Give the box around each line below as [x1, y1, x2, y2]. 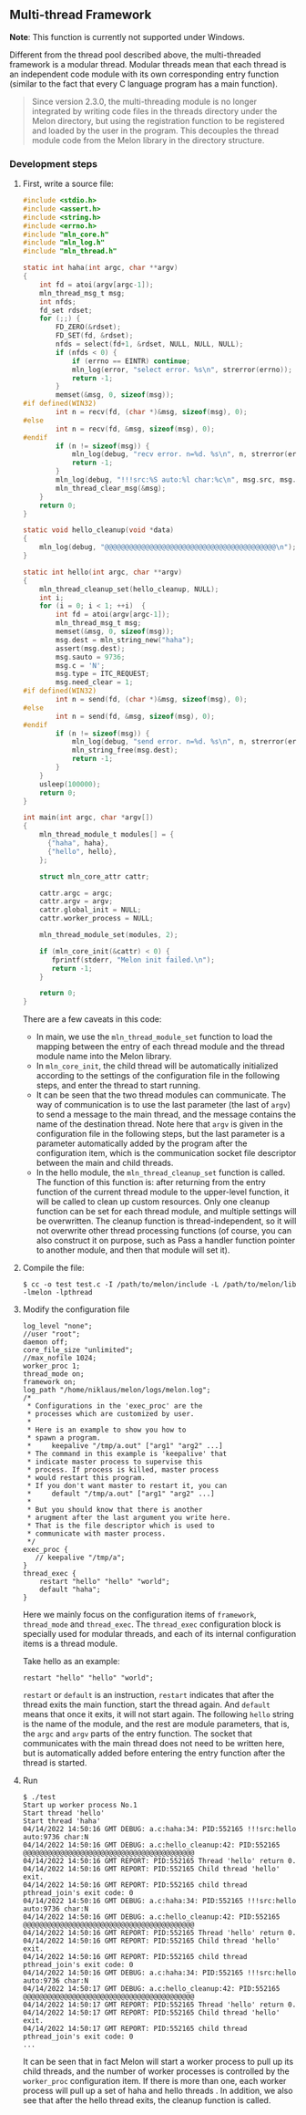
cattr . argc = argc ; [39, 889, 114, 898]
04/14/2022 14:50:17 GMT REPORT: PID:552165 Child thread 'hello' [22, 2008, 280, 2017]
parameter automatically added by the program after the [36, 1138, 248, 1149]
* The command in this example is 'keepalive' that [26, 1450, 228, 1459]
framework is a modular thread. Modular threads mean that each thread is [9, 58, 287, 69]
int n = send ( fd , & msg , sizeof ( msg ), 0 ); [56, 712, 216, 721]
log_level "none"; [22, 1322, 93, 1331]
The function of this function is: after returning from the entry [36, 1177, 266, 1188]
